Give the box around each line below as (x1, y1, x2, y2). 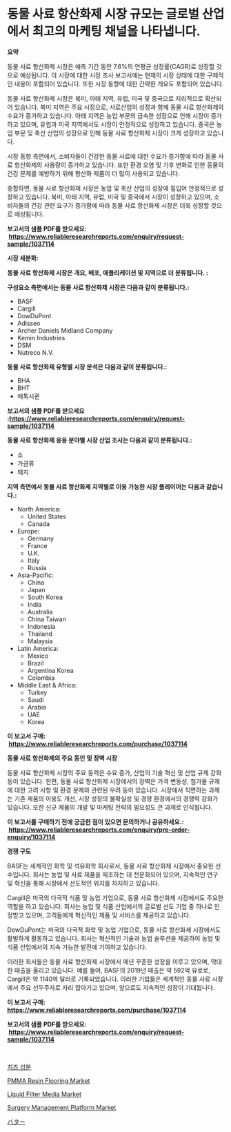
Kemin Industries (17, 333, 66, 342)
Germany (27, 534, 54, 543)
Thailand (27, 630, 53, 638)
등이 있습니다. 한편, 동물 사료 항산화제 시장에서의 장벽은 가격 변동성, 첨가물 (7, 777, 208, 785)
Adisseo (17, 319, 41, 327)
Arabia (27, 703, 47, 711)
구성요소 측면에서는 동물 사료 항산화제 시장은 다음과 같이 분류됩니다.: (7, 283, 190, 291)
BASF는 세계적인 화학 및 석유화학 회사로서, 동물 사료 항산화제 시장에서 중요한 (7, 861, 214, 870)
